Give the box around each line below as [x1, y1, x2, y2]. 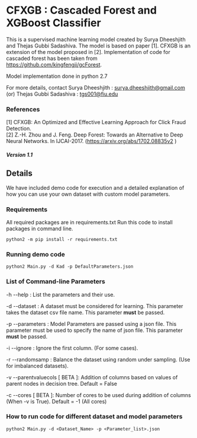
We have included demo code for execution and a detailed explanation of [6, 184, 185, 191]
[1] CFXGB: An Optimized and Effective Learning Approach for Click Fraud [6, 119, 186, 126]
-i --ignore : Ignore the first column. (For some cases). [6, 344, 138, 351]
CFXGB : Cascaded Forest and [6, 4, 157, 17]
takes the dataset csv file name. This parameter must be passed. [6, 309, 165, 316]
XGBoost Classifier [6, 16, 102, 30]
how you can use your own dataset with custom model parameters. [6, 191, 170, 198]
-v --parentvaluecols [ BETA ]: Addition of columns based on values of [6, 373, 178, 380]
